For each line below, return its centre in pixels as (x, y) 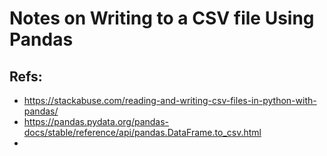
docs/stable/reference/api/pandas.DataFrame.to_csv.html (142, 132)
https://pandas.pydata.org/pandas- (96, 121)
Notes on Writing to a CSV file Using (162, 18)
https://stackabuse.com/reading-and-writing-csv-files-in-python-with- (170, 100)
